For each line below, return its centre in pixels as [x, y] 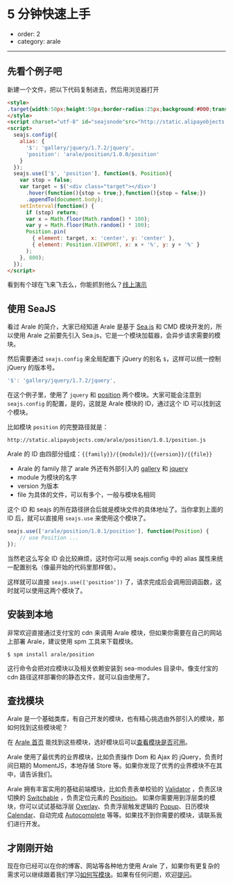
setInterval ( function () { [57, 206]
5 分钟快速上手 [49, 14]
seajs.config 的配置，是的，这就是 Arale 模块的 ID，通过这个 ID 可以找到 [111, 404]
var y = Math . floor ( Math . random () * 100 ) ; [88, 225]
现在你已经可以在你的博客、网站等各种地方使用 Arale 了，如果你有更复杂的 [114, 866]
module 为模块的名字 [47, 477]
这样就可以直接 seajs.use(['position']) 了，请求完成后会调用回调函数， [112, 581]
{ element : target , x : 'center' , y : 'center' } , [104, 238]
